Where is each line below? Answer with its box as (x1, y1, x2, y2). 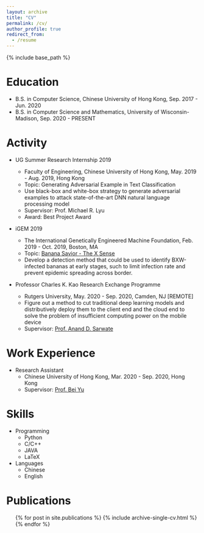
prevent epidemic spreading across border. (24, 269, 133, 276)
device (24, 318, 41, 326)
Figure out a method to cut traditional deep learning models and (24, 299, 185, 306)
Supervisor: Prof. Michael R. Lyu (24, 206, 105, 214)
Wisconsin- (160, 108, 190, 116)
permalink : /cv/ (6, 20, 47, 26)
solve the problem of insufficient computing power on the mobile (24, 312, 187, 319)
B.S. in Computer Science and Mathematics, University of (15, 108, 160, 116)
